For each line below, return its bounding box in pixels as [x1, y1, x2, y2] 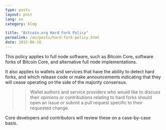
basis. [5, 120, 18, 126]
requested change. [30, 105, 69, 111]
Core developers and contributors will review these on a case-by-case [5, 114, 151, 120]
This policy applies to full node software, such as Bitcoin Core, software [5, 53, 154, 59]
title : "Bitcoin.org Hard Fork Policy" [5, 31, 89, 36]
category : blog [5, 21, 37, 27]
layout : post [5, 12, 33, 17]
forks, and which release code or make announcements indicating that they [5, 74, 161, 80]
